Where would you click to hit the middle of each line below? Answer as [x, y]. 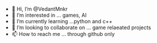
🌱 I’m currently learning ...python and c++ [62, 21]
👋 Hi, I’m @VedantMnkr [40, 9]
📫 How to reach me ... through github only [63, 34]
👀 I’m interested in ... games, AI [49, 15]
